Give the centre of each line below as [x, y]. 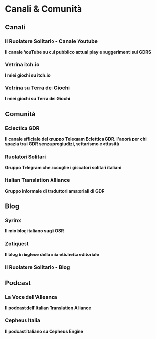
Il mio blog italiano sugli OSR [35, 231]
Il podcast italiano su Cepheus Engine [44, 331]
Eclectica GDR [22, 128]
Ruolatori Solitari [26, 157]
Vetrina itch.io [22, 64]
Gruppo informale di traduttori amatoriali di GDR [55, 191]
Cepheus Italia [23, 320]
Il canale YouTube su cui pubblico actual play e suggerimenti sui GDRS [78, 52]
